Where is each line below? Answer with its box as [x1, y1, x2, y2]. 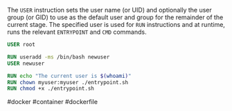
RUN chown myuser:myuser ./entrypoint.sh [7, 79, 129, 85]
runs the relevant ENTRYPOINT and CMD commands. [7, 28, 147, 36]
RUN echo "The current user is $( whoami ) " [7, 72, 132, 79]
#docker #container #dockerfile [7, 98, 98, 106]
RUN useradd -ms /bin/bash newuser [7, 53, 110, 61]
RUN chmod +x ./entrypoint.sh [7, 85, 95, 92]
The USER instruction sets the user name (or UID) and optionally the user [7, 6, 213, 14]
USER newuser [7, 60, 45, 67]
